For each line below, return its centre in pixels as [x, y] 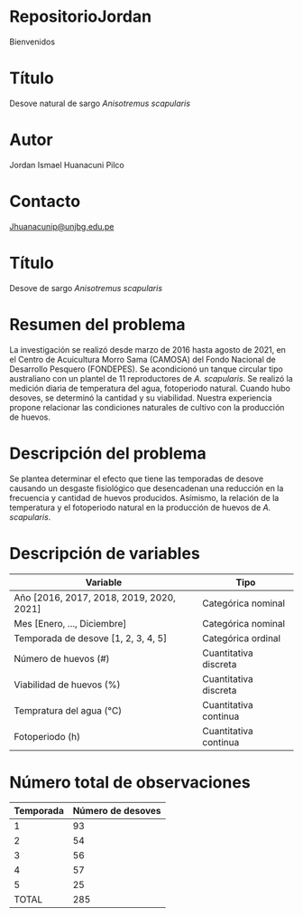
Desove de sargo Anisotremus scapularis [86, 288]
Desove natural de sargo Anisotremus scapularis [100, 103]
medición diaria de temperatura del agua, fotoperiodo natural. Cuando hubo [150, 388]
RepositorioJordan [80, 17]
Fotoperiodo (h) [47, 736]
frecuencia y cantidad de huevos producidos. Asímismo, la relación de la [144, 497]
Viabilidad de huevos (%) [67, 685]
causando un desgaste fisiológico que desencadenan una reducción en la [147, 488]
